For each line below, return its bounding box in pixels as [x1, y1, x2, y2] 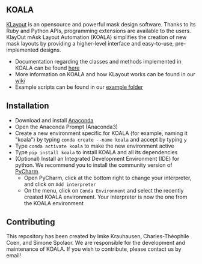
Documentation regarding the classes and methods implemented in [14, 58, 182, 65]
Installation [6, 101, 49, 111]
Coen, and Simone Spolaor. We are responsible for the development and [6, 239, 185, 247]
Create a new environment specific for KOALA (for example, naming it [14, 129, 188, 137]
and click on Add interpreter [23, 180, 96, 188]
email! [6, 252, 22, 259]
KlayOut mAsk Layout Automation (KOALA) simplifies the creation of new [6, 33, 187, 41]
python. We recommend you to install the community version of [14, 161, 173, 169]
